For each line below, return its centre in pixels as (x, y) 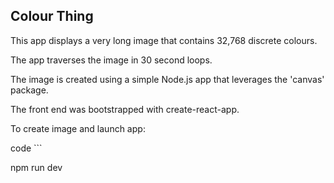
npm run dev (36, 167)
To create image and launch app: (78, 128)
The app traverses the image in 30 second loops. (111, 60)
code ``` (26, 148)
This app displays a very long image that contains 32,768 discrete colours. (164, 40)
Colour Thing (52, 16)
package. (29, 90)
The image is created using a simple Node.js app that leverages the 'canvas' (167, 79)
